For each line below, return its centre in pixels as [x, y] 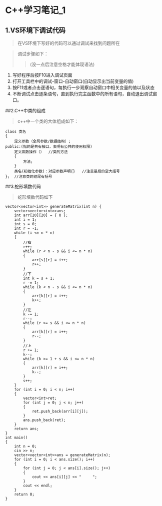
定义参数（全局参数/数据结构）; [42, 141]
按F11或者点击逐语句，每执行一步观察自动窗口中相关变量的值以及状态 [83, 87]
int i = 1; [25, 220]
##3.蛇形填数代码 [23, 186]
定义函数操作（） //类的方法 [41, 152]
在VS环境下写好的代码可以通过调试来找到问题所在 [68, 43]
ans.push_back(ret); [44, 420]
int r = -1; [26, 228]
